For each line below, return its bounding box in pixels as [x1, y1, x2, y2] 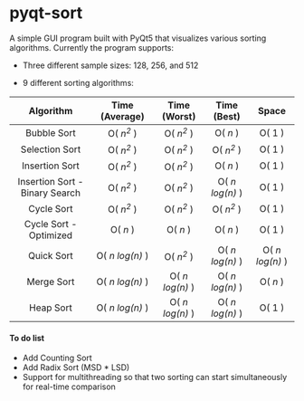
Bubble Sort [25, 126, 76, 138]
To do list [9, 332, 45, 343]
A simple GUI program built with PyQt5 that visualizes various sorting [9, 33, 267, 43]
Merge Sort [26, 275, 75, 288]
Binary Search [21, 186, 81, 199]
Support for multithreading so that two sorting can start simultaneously [22, 372, 288, 383]
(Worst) [161, 110, 196, 122]
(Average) [100, 110, 145, 122]
